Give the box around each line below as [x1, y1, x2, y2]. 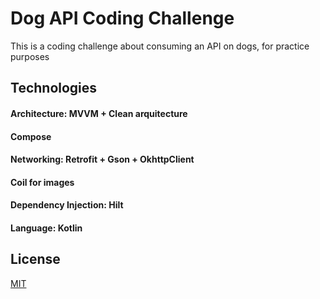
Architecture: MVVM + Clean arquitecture [10, 107, 188, 119]
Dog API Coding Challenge [10, 7, 235, 30]
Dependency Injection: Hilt [10, 199, 124, 211]
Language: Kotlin [10, 222, 83, 234]
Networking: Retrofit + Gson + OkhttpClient [10, 153, 195, 166]
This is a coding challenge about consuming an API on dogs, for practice [10, 40, 310, 52]
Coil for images [10, 176, 75, 188]
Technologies [10, 80, 98, 97]
